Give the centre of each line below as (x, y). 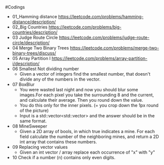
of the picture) (34, 110)
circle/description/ (31, 43)
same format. (33, 121)
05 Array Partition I (31, 58)
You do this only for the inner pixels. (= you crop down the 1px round (89, 105)
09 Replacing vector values (40, 147)
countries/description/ (35, 32)
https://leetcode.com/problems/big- (85, 27)
